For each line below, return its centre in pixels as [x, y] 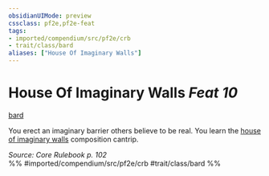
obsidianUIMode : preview [50, 16]
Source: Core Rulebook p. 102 [57, 154]
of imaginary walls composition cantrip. [73, 139]
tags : [17, 31]
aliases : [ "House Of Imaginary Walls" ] [75, 53]
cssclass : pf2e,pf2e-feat [51, 23]
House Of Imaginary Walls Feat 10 [123, 93]
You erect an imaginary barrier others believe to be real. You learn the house [135, 130]
